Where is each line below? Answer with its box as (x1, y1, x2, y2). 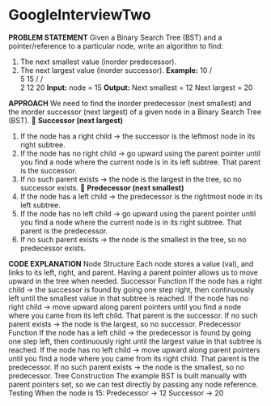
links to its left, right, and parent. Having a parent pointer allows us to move (8, 267, 259, 277)
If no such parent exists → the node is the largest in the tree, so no (19, 174, 242, 184)
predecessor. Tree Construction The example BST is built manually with (8, 370, 247, 380)
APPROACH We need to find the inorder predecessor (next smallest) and (8, 98, 252, 108)
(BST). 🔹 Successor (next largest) (8, 115, 124, 125)
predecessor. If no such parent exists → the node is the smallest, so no (8, 362, 245, 372)
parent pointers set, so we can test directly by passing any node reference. (8, 379, 259, 389)
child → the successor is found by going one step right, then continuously (8, 284, 255, 294)
